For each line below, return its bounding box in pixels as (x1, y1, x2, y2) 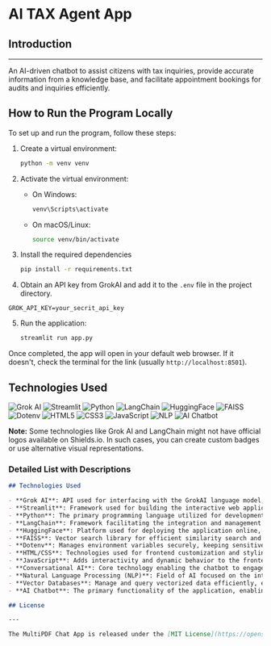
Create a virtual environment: (19, 143, 117, 153)
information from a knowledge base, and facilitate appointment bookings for (8, 74, 261, 84)
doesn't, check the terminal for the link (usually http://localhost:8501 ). (8, 357, 248, 367)
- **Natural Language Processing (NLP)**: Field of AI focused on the (8, 571, 251, 580)
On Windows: (31, 189, 77, 199)
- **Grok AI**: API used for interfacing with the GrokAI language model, (8, 497, 265, 505)
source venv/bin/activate (31, 235, 119, 243)
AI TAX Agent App (8, 5, 132, 23)
